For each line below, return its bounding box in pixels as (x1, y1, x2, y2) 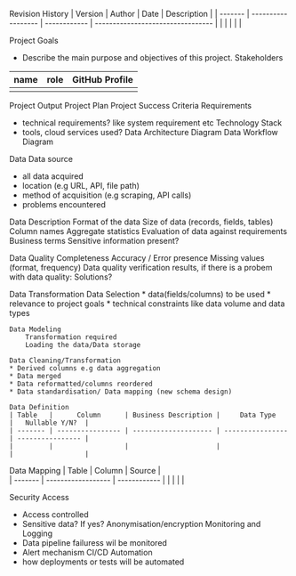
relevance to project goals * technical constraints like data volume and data (9, 298, 285, 309)
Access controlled (21, 509, 89, 520)
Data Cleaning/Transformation (9, 356, 122, 365)
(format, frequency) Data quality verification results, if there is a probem (9, 263, 273, 272)
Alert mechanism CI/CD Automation (21, 548, 153, 557)
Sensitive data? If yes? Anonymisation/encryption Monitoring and (21, 519, 261, 529)
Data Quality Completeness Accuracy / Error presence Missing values (9, 253, 265, 263)
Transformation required (25, 333, 117, 342)
